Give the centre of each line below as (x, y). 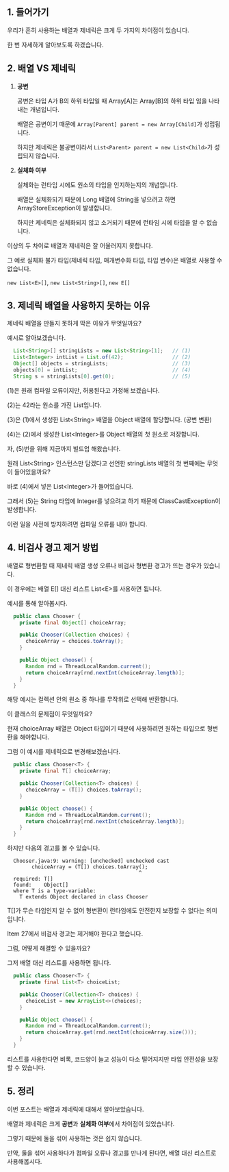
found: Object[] (41, 885)
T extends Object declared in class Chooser (84, 897)
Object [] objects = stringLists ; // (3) (102, 364)
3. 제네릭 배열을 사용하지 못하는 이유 (79, 306)
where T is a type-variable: (55, 891)
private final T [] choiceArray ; (65, 771)
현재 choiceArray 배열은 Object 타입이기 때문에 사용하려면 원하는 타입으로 (106, 729)
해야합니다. (35, 737)
